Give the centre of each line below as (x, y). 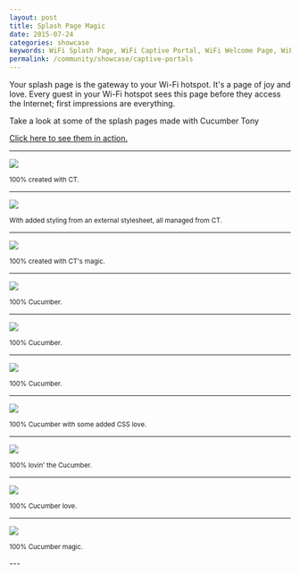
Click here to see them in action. (68, 138)
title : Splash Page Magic (57, 26)
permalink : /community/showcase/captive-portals (101, 59)
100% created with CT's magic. (57, 261)
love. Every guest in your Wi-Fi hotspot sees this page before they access (145, 94)
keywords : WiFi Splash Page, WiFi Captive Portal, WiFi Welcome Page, (143, 51)
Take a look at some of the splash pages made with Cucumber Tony (134, 121)
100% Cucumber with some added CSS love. (78, 425)
